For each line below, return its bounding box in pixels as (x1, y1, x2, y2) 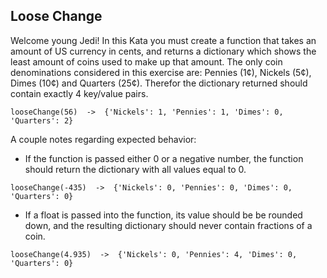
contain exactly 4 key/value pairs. (10, 87, 149, 99)
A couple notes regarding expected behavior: (10, 133, 197, 145)
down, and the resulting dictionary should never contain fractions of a (24, 219, 313, 231)
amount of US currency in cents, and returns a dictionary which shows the (10, 45, 317, 57)
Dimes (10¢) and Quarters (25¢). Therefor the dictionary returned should (10, 77, 308, 89)
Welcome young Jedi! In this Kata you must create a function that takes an (10, 34, 317, 46)
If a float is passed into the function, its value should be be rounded (24, 209, 303, 221)
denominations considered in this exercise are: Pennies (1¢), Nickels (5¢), (10, 66, 312, 78)
